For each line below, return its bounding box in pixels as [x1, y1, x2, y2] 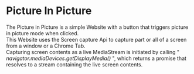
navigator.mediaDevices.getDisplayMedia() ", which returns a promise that [6, 55, 186, 62]
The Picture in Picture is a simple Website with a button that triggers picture [6, 23, 189, 31]
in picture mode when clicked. [6, 29, 79, 36]
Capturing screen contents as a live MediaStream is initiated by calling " [6, 48, 180, 55]
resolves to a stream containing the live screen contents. [6, 60, 143, 68]
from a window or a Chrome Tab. [6, 42, 86, 49]
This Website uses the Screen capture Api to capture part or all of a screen [6, 36, 187, 43]
